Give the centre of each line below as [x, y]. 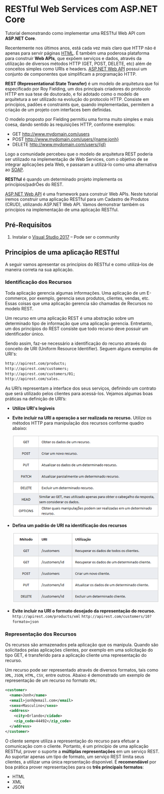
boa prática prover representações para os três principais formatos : [74, 767]
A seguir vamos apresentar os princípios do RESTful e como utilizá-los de [79, 264]
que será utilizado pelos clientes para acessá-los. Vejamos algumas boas [79, 394]
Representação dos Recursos [41, 634]
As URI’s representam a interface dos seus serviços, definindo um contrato [81, 388]
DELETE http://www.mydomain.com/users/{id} [59, 144]
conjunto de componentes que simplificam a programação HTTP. [71, 74]
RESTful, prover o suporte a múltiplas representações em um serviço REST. [82, 751]
